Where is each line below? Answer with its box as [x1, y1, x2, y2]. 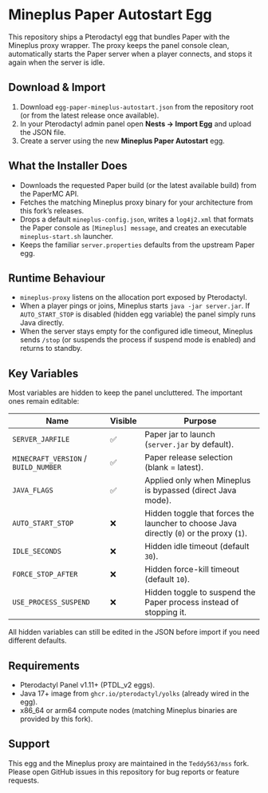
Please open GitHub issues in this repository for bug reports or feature [8, 767, 239, 776]
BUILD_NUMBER [12, 463, 62, 472]
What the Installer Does [8, 159, 128, 173]
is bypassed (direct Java [144, 485, 237, 496]
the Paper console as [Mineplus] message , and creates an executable [19, 222, 247, 233]
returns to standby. [19, 344, 83, 353]
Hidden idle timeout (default [144, 541, 250, 552]
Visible [109, 416, 137, 427]
